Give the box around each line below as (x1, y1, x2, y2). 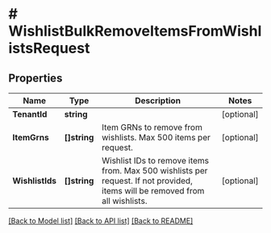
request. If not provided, (102, 175, 194, 186)
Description (134, 95, 181, 106)
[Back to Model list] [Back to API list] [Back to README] (8, 216, 194, 226)
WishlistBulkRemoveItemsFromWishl (8, 22, 262, 40)
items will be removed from (102, 185, 205, 196)
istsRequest (8, 40, 90, 57)
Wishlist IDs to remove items (102, 155, 210, 166)
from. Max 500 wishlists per (102, 165, 208, 176)
